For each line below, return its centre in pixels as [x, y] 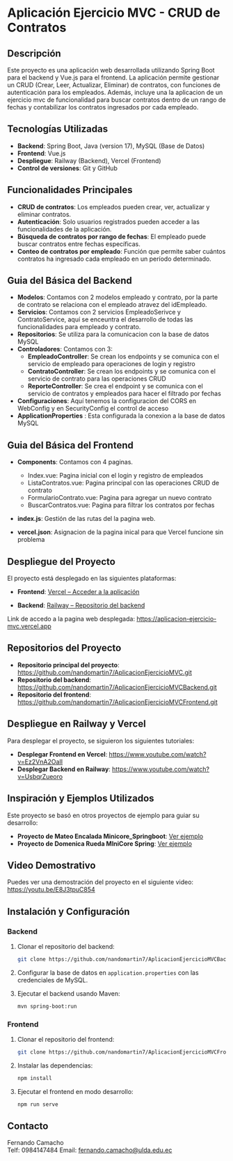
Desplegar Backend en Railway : [64, 769]
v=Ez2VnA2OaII [40, 761]
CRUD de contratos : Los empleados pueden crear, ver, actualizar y [113, 206]
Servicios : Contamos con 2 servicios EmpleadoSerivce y [99, 312]
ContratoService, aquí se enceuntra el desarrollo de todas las [105, 319]
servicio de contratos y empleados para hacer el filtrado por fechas [124, 394]
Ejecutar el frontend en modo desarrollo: [75, 1091]
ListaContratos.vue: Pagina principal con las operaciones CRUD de [123, 483]
